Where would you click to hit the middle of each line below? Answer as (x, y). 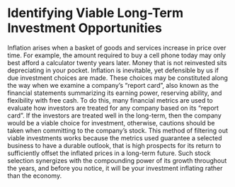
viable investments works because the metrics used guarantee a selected (115, 138)
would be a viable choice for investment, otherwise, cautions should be (111, 123)
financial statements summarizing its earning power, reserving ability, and (115, 93)
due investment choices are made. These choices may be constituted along (118, 78)
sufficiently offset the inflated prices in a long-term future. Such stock (109, 153)
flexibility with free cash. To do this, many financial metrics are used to (110, 100)
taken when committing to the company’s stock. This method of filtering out (118, 130)
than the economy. (35, 176)
